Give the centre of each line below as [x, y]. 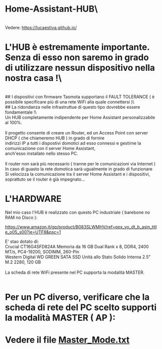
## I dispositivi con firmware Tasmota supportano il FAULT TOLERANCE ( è [80, 97]
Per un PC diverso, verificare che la [77, 297]
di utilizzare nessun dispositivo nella [80, 68]
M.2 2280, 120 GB [23, 262]
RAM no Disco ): [21, 217]
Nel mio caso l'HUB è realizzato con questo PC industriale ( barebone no [78, 212]
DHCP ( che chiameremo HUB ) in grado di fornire [55, 138]
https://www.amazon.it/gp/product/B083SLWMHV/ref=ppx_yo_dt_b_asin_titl [81, 227]
